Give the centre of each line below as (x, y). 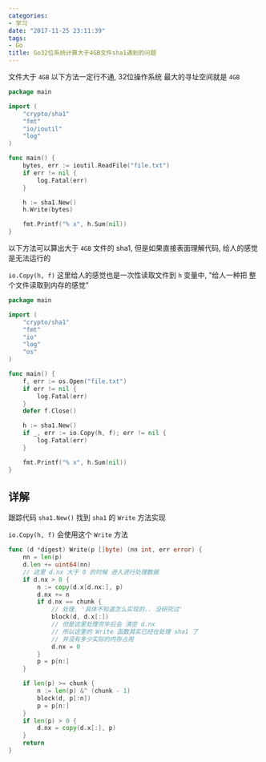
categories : (28, 16)
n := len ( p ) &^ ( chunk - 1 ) (84, 691)
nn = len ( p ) (42, 558)
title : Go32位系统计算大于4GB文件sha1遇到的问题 (83, 53)
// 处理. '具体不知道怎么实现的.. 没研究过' (117, 610)
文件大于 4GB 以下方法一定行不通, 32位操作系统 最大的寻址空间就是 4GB (124, 77)
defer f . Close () (50, 411)
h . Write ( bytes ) (48, 210)
